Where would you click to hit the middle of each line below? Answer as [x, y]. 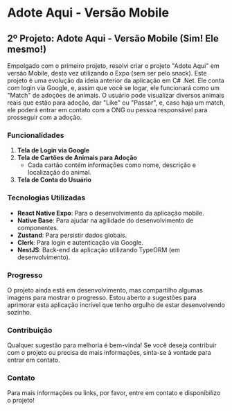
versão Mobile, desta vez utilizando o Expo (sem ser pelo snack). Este [107, 73]
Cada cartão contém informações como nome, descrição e [111, 165]
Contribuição [30, 330]
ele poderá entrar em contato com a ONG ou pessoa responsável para [107, 110]
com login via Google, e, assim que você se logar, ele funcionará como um [114, 88]
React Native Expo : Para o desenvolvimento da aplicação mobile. [110, 213]
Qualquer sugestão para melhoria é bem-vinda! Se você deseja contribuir [112, 345]
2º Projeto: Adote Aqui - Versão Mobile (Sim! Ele [113, 38]
